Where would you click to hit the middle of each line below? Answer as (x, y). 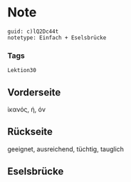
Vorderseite (34, 92)
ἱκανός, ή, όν (27, 110)
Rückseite (30, 132)
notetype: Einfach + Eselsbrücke (57, 37)
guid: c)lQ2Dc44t (33, 31)
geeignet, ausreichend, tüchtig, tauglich (66, 149)
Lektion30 (22, 71)
